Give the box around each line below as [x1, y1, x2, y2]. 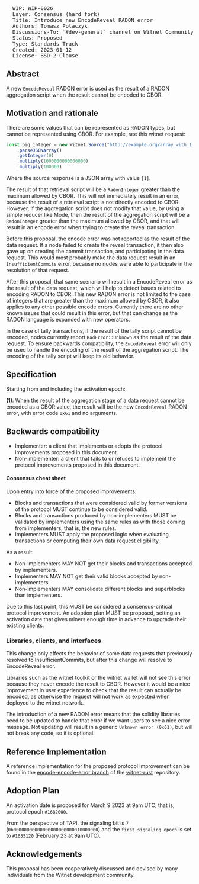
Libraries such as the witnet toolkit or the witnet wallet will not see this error [6, 674, 191, 682]
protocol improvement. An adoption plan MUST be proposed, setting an [6, 609, 181, 616]
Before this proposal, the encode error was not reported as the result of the [6, 235, 190, 242]
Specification [6, 369, 57, 380]
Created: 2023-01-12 [12, 47, 72, 53]
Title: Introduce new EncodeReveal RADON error [12, 17, 153, 23]
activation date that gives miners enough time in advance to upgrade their [6, 615, 187, 622]
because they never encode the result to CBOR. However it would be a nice [6, 680, 191, 687]
